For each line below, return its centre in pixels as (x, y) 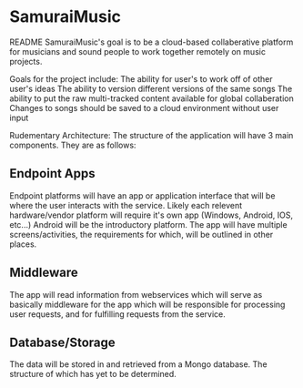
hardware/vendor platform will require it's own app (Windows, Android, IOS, (151, 215)
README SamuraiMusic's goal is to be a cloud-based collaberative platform (151, 42)
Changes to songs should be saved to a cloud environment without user (144, 107)
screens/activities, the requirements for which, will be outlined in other (141, 234)
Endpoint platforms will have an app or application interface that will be (142, 195)
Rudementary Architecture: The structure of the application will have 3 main (151, 135)
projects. (26, 61)
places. (23, 244)
